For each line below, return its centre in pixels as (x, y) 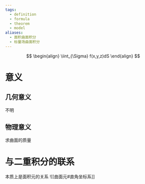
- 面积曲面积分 (23, 38)
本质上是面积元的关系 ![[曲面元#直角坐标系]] (50, 177)
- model (18, 28)
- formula (20, 19)
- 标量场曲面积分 (25, 42)
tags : (11, 10)
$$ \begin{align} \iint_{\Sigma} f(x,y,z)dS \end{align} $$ (83, 56)
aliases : (14, 33)
